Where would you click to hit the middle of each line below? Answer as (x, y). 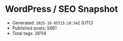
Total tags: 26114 (29, 33)
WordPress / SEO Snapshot (61, 9)
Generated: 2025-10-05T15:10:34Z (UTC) (53, 23)
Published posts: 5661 (35, 28)
